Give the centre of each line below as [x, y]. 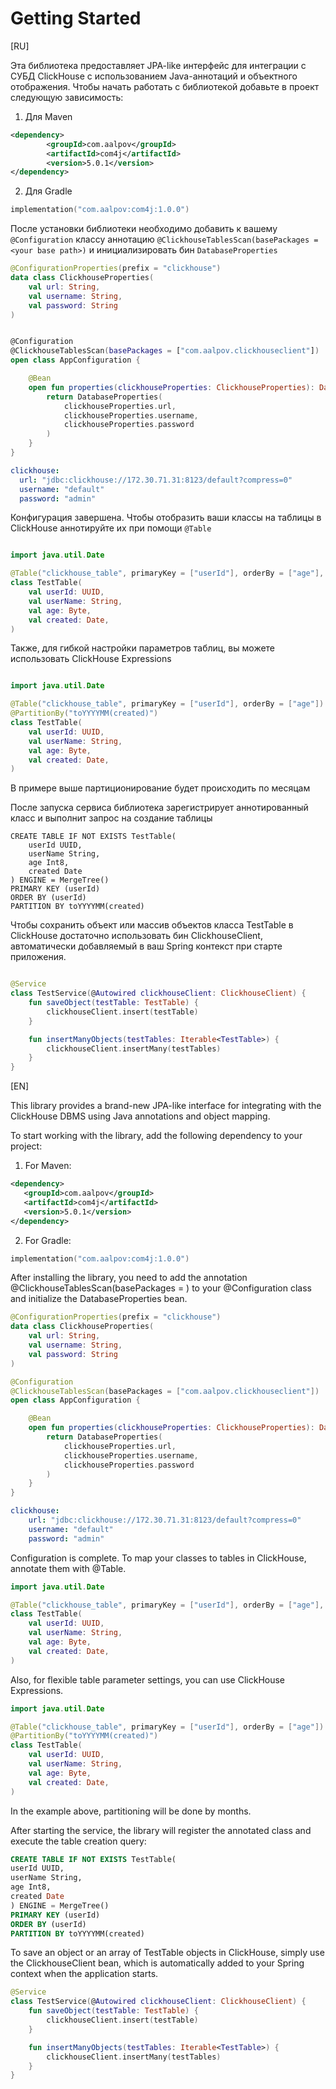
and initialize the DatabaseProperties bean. [99, 1299]
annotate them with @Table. [68, 1568]
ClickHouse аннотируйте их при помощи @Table [111, 528]
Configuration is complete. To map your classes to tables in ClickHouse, [158, 1558]
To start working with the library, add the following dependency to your [156, 1136]
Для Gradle [48, 191]
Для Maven [48, 116]
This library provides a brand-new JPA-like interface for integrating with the [166, 1106]
